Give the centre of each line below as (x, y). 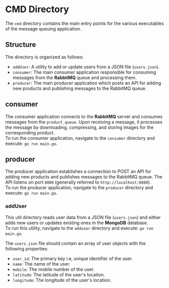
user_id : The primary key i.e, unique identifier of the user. (73, 258)
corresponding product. (30, 132)
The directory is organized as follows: (45, 57)
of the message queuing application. (44, 28)
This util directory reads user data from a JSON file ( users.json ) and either (83, 217)
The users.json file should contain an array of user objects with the (75, 243)
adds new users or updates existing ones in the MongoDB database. (77, 223)
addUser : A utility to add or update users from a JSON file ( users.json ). (86, 66)
